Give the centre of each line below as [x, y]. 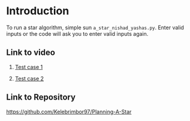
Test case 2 [29, 78]
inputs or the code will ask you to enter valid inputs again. [77, 33]
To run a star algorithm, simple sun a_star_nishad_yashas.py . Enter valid [95, 27]
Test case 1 [29, 67]
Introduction [38, 11]
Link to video [31, 53]
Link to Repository [41, 97]
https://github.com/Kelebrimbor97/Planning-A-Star [69, 111]
